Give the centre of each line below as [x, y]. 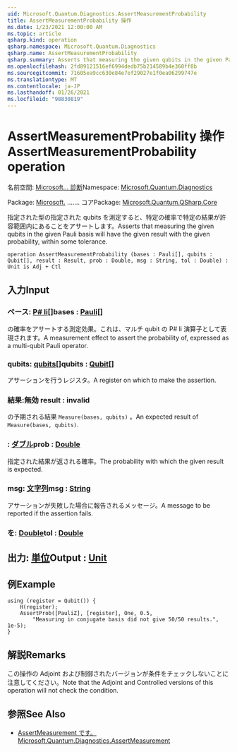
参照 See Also [36, 714]
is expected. [25, 469]
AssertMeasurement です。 [57, 732]
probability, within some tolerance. [57, 241]
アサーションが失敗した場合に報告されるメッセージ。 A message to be [109, 505]
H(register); [39, 607]
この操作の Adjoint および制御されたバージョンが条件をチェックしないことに [118, 673]
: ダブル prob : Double [44, 444]
